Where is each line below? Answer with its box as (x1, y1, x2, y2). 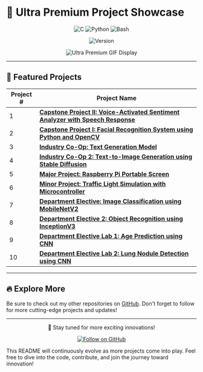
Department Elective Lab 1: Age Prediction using (39, 232, 183, 240)
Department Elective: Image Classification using (39, 197, 182, 205)
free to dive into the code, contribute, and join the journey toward (6, 353, 169, 361)
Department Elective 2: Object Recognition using (39, 214, 183, 223)
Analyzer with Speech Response (39, 115, 135, 123)
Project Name (96, 94, 137, 102)
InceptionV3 (39, 222, 76, 230)
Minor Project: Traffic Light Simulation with (39, 180, 166, 188)
